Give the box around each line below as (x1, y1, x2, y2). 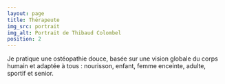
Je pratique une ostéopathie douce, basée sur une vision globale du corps (7, 54, 218, 63)
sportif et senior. (7, 70, 54, 78)
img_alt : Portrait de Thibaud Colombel (7, 29, 122, 36)
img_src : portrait (7, 23, 60, 30)
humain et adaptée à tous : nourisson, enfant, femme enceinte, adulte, (7, 62, 206, 70)
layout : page (7, 10, 45, 17)
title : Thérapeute (7, 17, 60, 23)
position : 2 (7, 36, 41, 43)
